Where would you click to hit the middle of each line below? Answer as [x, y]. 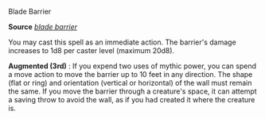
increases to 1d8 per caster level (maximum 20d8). [92, 50]
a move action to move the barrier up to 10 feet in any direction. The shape [131, 74]
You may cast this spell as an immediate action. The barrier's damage [122, 42]
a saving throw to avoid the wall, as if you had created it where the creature [132, 100]
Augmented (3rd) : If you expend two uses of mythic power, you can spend [132, 66]
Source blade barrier [43, 27]
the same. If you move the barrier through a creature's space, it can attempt [132, 91]
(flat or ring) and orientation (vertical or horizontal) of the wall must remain [130, 83]
